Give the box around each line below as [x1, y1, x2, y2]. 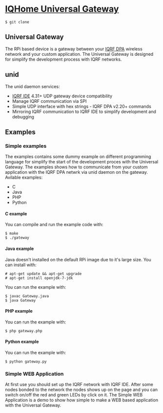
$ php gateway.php [5, 328, 42, 333]
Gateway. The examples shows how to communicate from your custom [5, 164, 148, 170]
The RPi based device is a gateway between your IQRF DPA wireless [5, 46, 143, 52]
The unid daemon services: [5, 83, 60, 89]
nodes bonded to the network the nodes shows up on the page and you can [5, 387, 158, 392]
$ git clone [5, 20, 29, 24]
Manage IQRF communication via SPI [12, 98, 87, 104]
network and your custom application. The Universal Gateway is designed [5, 51, 154, 57]
